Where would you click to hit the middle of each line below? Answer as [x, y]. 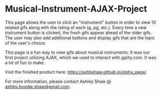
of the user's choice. [26, 43]
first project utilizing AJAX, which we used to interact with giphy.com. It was [81, 57]
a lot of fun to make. [25, 63]
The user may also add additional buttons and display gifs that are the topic [80, 38]
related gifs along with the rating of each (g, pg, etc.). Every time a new [76, 27]
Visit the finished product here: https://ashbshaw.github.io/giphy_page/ [76, 72]
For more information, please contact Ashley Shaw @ [58, 81]
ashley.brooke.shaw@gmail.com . [38, 86]
